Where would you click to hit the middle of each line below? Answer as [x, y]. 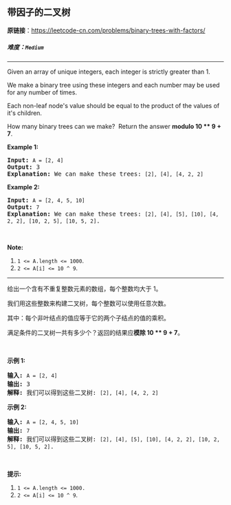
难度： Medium [25, 48]
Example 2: [23, 187]
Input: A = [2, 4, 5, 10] [46, 200]
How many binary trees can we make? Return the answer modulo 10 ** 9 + [114, 126]
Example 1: [23, 147]
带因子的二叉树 [39, 12]
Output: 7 [23, 207]
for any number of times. [42, 92]
